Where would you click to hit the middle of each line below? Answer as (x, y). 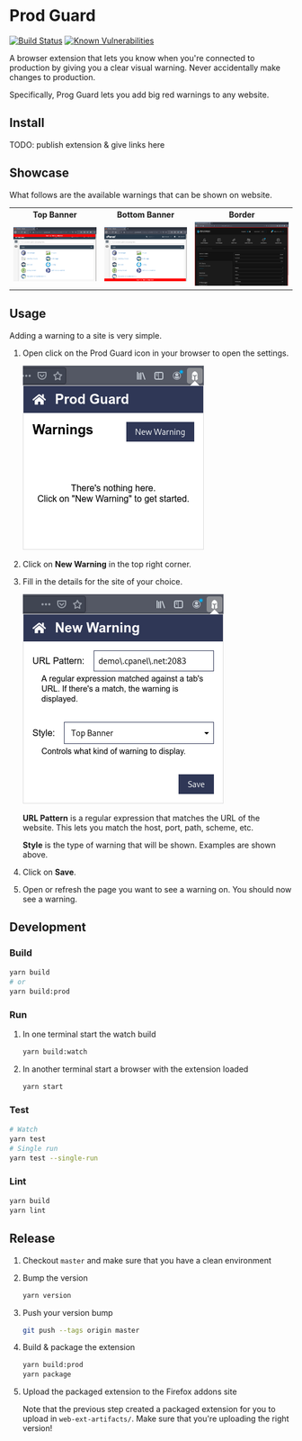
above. (35, 854)
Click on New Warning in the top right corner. (107, 564)
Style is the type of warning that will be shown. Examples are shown (149, 845)
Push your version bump (68, 1312)
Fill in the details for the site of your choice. (102, 581)
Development (48, 927)
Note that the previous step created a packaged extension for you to (149, 1409)
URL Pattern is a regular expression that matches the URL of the (141, 818)
